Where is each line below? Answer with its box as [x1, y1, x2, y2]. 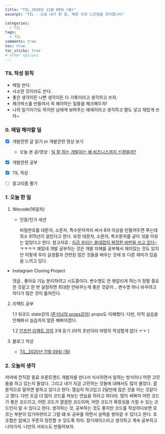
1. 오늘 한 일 [5, 194, 31, 201]
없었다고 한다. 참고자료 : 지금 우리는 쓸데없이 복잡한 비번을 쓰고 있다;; [25, 239, 158, 245]
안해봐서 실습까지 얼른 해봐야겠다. [12, 317, 77, 323]
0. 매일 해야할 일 [5, 126, 42, 133]
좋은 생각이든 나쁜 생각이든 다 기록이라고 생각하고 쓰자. [12, 94, 118, 100]
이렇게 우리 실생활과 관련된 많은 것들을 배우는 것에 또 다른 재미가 [25, 252, 149, 258]
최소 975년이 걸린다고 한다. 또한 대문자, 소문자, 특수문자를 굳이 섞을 [19, 233, 149, 239]
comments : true [5, 39, 36, 44]
